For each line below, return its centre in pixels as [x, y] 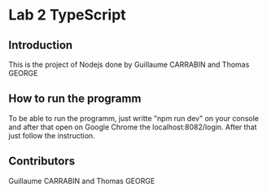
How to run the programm [75, 99]
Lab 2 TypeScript [67, 15]
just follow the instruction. [52, 135]
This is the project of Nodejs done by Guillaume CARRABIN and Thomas [129, 64]
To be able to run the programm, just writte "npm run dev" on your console [133, 118]
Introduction [41, 45]
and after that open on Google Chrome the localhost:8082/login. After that [133, 127]
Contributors [42, 161]
